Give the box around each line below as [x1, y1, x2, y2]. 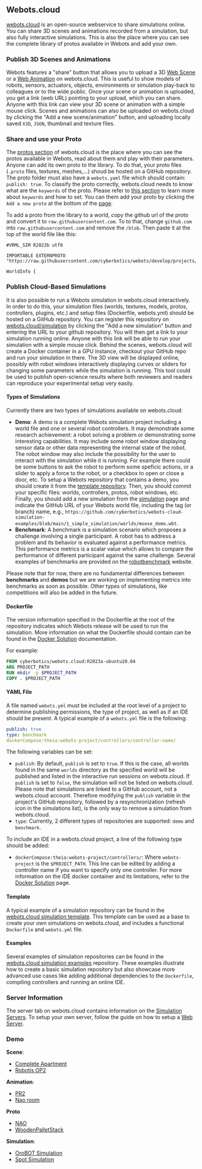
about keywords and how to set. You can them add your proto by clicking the [6, 193, 194, 201]
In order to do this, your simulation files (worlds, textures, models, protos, [6, 302, 188, 310]
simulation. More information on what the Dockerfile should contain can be [6, 629, 191, 636]
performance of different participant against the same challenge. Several [14, 551, 195, 559]
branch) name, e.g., [14, 508, 64, 515]
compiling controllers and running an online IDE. [6, 978, 125, 985]
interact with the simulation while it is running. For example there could [14, 457, 191, 464]
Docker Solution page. [14, 879, 71, 887]
